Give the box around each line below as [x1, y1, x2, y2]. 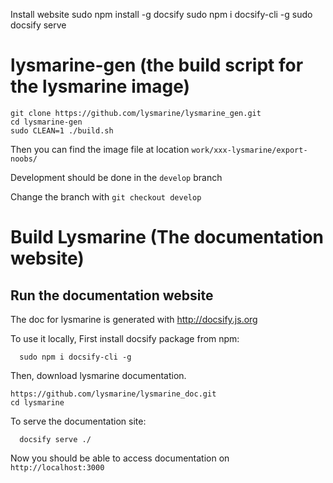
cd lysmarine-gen [10, 117, 83, 127]
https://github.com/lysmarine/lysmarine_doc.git [10, 389, 217, 399]
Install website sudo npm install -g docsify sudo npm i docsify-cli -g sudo [10, 9, 313, 20]
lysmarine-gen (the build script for [10, 54, 304, 77]
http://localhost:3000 [10, 462, 105, 473]
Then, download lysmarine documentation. [10, 369, 187, 381]
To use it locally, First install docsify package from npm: [10, 332, 240, 344]
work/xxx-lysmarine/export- [191, 145, 308, 155]
